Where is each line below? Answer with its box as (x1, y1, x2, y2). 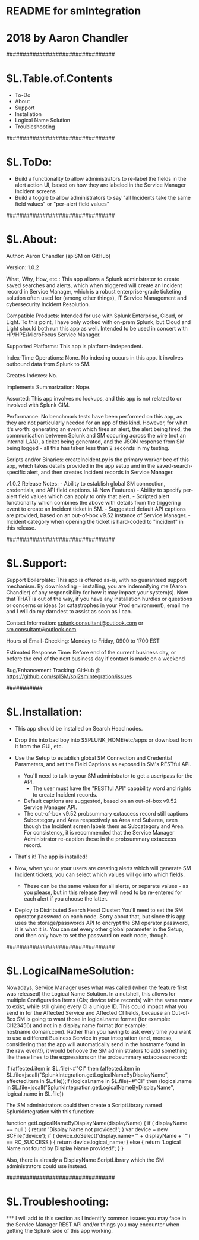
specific (6, 468, 26, 476)
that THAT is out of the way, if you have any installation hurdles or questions (6, 595, 192, 602)
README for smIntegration (6, 4, 141, 18)
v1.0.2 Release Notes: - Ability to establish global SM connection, (6, 480, 165, 487)
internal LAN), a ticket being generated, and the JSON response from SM (6, 438, 185, 445)
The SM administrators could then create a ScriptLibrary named (6, 1101, 162, 1109)
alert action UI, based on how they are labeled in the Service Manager (14, 181, 186, 188)
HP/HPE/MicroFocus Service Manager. (6, 331, 101, 338)
